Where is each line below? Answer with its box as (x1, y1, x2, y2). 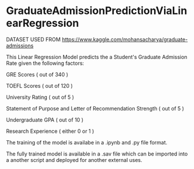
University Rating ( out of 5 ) (6, 94, 74, 101)
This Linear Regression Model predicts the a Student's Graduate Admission (6, 53, 188, 60)
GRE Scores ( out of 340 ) (6, 71, 69, 78)
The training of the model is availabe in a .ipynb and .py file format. (6, 139, 168, 146)
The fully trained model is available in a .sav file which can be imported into (6, 150, 188, 157)
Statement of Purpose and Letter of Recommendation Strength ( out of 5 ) (6, 105, 185, 112)
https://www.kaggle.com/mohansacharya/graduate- (62, 36, 188, 43)
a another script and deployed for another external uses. (6, 156, 142, 163)
